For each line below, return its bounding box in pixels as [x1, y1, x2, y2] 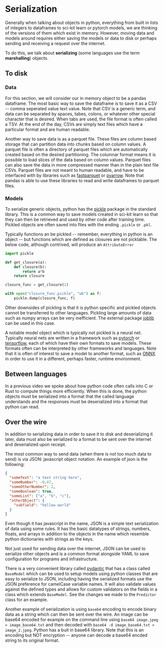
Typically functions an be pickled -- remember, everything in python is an [5, 231, 153, 237]
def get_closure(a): [5, 260, 47, 265]
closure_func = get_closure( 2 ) [5, 283, 69, 288]
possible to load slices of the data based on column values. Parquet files [5, 157, 151, 163]
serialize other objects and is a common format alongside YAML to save [5, 551, 149, 557]
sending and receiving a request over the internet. [5, 40, 106, 46]
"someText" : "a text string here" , [9, 475, 82, 480]
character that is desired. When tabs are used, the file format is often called [5, 116, 157, 122]
